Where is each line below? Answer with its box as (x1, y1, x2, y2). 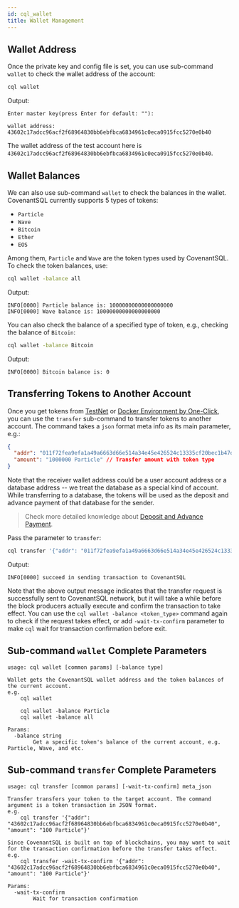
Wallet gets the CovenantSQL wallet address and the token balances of (7, 676, 224, 683)
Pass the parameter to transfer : (7, 534, 102, 542)
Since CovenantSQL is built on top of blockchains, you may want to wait (7, 839, 231, 846)
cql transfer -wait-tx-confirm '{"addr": (20, 857, 144, 865)
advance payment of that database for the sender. (7, 499, 155, 507)
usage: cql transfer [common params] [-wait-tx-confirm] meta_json (7, 783, 212, 790)
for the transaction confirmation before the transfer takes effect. (7, 845, 218, 852)
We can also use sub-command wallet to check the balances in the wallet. (7, 189, 227, 196)
